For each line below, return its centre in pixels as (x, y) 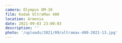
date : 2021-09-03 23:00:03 (33, 23)
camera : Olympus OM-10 (29, 10)
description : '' (22, 28)
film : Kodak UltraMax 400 (32, 14)
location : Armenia (24, 19)
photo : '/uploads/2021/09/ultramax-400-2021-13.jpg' (62, 33)
